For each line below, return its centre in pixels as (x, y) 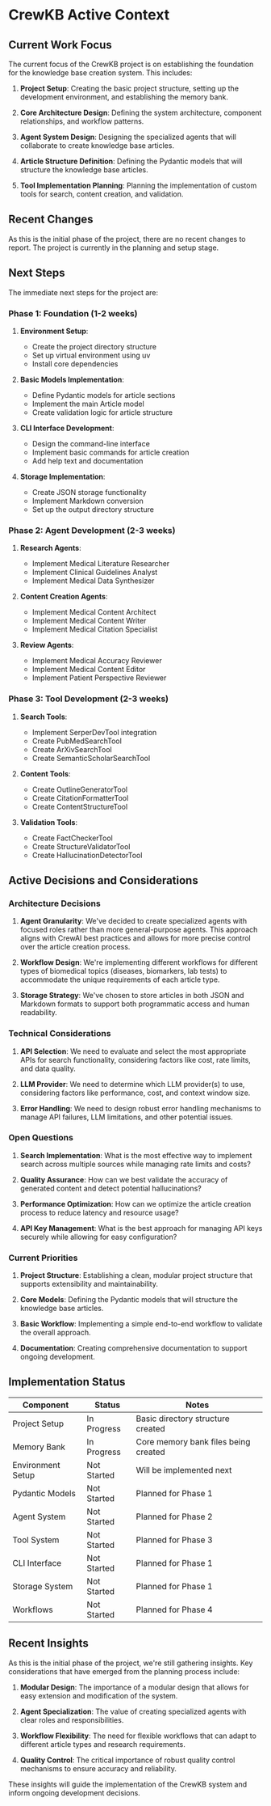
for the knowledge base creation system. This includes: (100, 73)
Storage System (43, 1586)
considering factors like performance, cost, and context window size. (135, 1093)
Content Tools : (45, 773)
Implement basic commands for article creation (110, 452)
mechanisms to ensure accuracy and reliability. (98, 1768)
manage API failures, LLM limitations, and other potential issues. (127, 1117)
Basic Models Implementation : (72, 379)
